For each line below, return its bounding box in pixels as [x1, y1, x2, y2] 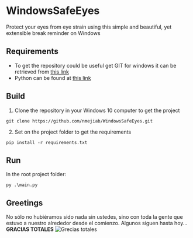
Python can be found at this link [14, 74, 92, 81]
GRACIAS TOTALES [6, 226, 54, 233]
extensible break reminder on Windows [6, 29, 101, 36]
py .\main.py [6, 182, 38, 188]
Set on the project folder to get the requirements [14, 128, 132, 135]
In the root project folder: [6, 171, 66, 178]
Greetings [6, 198, 43, 208]
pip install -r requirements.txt [6, 139, 88, 145]
